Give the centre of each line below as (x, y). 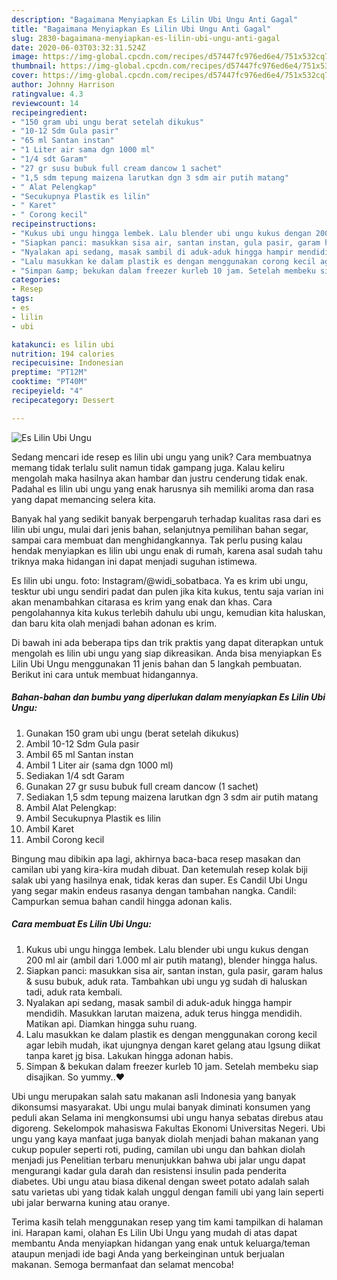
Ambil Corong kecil (65, 839)
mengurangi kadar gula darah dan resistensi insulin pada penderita (149, 1170)
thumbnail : (34, 66)
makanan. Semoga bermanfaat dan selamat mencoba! (122, 1264)
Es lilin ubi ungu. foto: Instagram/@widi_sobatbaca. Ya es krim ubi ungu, (160, 580)
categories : (36, 280)
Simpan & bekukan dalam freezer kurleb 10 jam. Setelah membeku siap (172, 1066)
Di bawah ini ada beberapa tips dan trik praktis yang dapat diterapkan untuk (167, 642)
